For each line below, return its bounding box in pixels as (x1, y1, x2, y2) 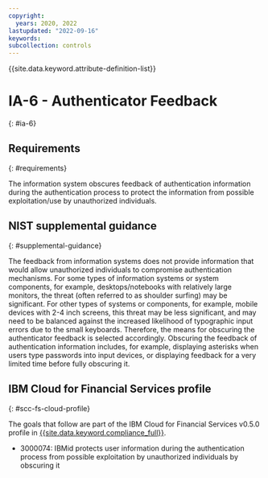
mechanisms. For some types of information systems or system (8, 273, 219, 282)
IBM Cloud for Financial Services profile (8, 382, 212, 396)
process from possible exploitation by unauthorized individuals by (19, 451, 239, 461)
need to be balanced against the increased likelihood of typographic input (8, 315, 254, 326)
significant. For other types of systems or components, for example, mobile (8, 299, 258, 308)
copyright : (8, 11, 45, 20)
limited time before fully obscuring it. (8, 359, 130, 369)
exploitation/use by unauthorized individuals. (8, 196, 157, 205)
